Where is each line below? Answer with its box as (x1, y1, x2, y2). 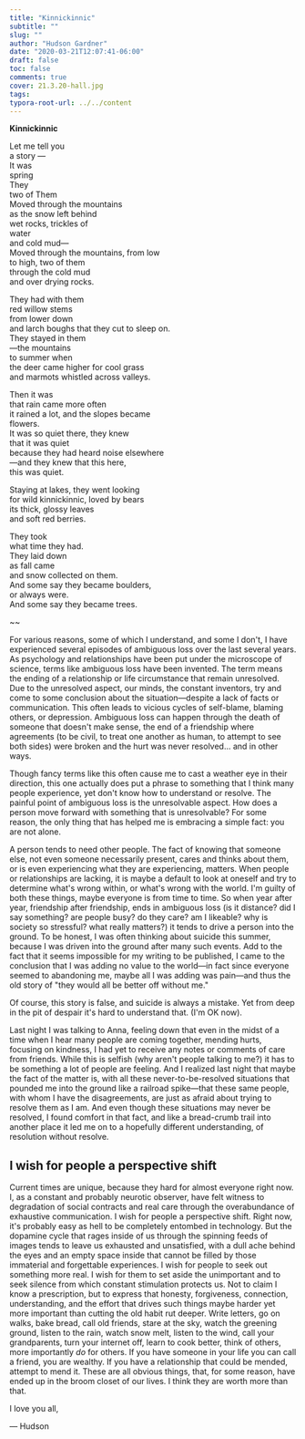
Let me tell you (9, 140, 66, 151)
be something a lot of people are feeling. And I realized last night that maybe (9, 1063, 296, 1074)
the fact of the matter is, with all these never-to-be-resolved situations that (9, 1073, 290, 1084)
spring (9, 170, 34, 181)
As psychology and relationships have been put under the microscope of (9, 654, 282, 665)
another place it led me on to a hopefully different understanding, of (9, 1122, 264, 1133)
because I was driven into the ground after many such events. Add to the (9, 941, 283, 952)
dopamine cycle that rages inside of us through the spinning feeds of (9, 1230, 269, 1241)
